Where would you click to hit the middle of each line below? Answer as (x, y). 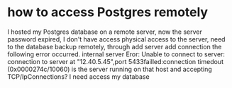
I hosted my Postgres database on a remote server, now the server (105, 32)
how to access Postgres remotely (107, 12)
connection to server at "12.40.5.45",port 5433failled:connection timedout (115, 61)
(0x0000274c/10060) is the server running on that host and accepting (110, 69)
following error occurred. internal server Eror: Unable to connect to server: (116, 54)
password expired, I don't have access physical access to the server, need (116, 39)
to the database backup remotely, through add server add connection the (115, 46)
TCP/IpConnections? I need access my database (79, 76)
